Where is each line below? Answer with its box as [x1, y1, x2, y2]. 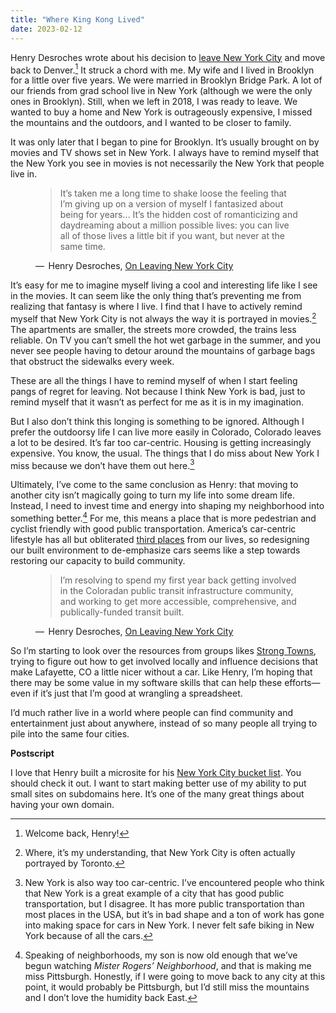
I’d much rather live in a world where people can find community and [10, 707, 294, 719]
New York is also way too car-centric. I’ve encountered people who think [24, 877, 325, 889]
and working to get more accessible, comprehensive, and [59, 596, 297, 608]
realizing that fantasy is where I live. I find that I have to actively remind [10, 301, 303, 313]
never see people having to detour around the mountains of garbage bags [10, 344, 316, 356]
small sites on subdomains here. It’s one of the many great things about [10, 788, 305, 800]
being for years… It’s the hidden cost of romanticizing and [59, 209, 298, 221]
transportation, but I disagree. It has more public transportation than [24, 898, 305, 910]
